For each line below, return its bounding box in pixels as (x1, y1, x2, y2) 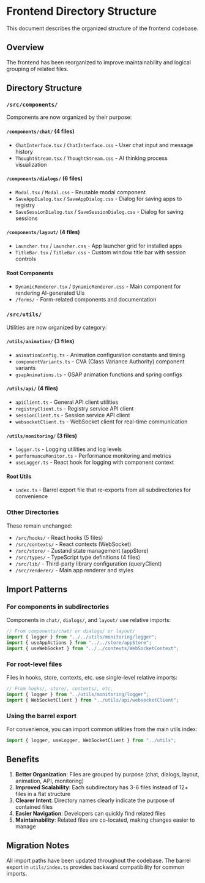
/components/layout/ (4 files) (6, 229, 81, 236)
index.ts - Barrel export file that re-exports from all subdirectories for (15, 486, 191, 494)
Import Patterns (6, 584, 68, 595)
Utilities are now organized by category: (6, 324, 107, 331)
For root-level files (6, 660, 62, 669)
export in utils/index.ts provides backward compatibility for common (6, 863, 185, 871)
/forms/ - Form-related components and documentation (15, 296, 157, 303)
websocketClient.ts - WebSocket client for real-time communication (15, 418, 188, 425)
